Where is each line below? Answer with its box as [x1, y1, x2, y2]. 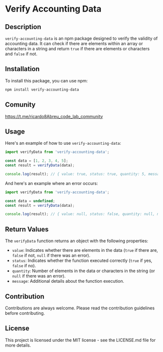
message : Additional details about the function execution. [12, 278, 125, 284]
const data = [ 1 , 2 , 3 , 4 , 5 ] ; [5, 158, 68, 163]
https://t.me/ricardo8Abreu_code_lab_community [5, 113, 103, 119]
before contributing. [5, 310, 45, 316]
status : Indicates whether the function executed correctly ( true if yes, [12, 258, 153, 263]
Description [5, 23, 41, 31]
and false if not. [5, 51, 38, 57]
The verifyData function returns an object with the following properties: [5, 238, 148, 244]
